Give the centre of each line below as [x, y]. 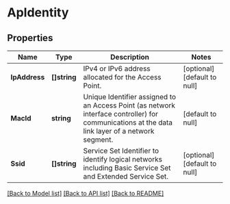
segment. [98, 140]
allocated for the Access [123, 77]
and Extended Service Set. [126, 176]
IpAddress [28, 77]
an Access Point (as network [129, 105]
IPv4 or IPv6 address [117, 68]
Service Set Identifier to [121, 151]
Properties [30, 38]
